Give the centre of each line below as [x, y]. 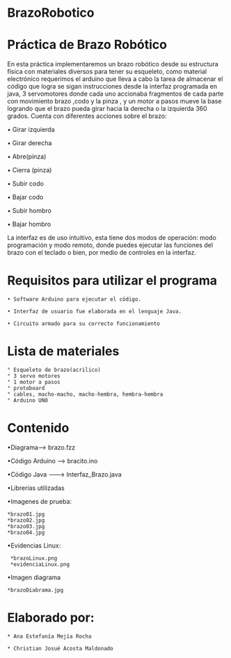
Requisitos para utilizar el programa [112, 281]
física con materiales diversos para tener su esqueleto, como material [107, 72]
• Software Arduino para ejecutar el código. [74, 299]
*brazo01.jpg [26, 514]
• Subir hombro [30, 211]
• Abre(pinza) [27, 157]
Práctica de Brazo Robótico [87, 45]
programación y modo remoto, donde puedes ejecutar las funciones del [110, 245]
